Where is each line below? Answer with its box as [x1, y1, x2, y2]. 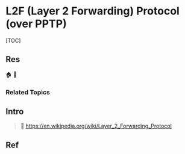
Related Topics [5, 88, 51, 96]
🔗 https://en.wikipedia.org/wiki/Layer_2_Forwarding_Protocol [20, 122, 172, 130]
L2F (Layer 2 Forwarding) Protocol [5, 4, 180, 18]
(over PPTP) [5, 17, 67, 31]
